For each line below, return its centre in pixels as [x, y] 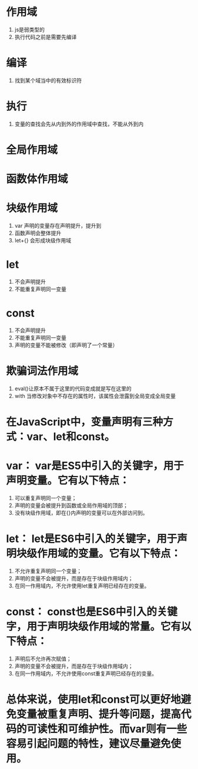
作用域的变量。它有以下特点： [109, 553]
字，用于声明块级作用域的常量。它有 [94, 627]
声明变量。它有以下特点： [68, 481]
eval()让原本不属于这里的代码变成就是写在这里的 [73, 388]
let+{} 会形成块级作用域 [43, 241]
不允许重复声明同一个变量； [48, 571]
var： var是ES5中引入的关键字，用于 [95, 466]
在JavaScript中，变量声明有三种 [85, 422]
